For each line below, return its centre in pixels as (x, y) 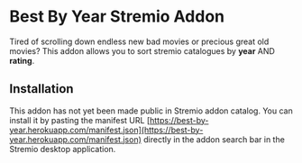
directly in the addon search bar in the (214, 139)
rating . (22, 60)
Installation (41, 89)
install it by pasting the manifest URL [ (80, 120)
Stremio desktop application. (63, 149)
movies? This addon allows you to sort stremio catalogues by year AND (142, 50)
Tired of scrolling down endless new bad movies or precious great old (139, 41)
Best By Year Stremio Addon (117, 17)
